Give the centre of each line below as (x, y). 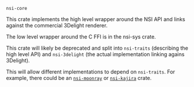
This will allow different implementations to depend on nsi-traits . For (91, 72)
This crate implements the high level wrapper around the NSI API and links (96, 19)
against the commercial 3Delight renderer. (57, 25)
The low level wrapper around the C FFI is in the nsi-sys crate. (81, 37)
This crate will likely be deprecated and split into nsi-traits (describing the (97, 48)
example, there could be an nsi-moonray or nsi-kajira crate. (79, 78)
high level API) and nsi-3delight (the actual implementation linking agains (95, 54)
